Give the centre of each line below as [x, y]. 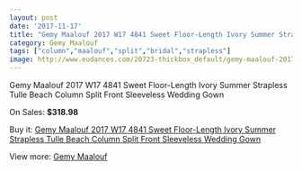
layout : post [34, 18]
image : [22, 59]
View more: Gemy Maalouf [58, 157]
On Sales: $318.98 [44, 112]
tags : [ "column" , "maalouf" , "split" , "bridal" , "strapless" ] [120, 51]
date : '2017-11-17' [46, 26]
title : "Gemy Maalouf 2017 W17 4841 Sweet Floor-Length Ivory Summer [142, 34]
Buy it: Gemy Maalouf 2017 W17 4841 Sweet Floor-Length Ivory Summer [143, 130]
